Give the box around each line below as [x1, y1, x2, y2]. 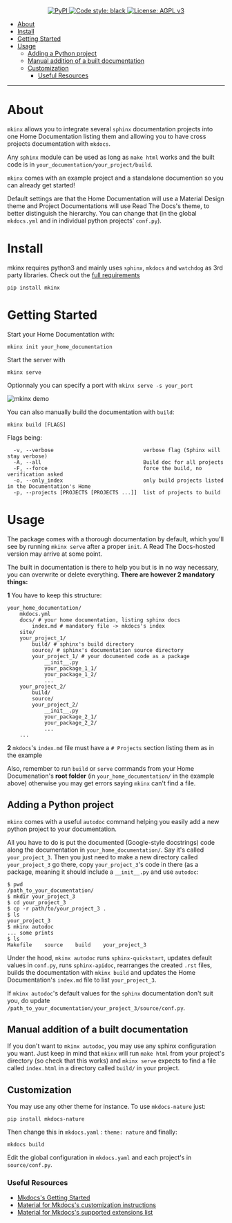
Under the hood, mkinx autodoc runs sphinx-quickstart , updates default [7, 953, 213, 962]
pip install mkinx [7, 284, 60, 291]
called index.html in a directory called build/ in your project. [7, 1064, 180, 1072]
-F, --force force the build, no [13, 465, 202, 472]
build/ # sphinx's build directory [32, 640, 135, 648]
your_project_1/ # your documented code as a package [32, 653, 190, 660]
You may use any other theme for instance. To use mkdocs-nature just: [7, 1103, 206, 1111]
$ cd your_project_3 [7, 899, 67, 906]
